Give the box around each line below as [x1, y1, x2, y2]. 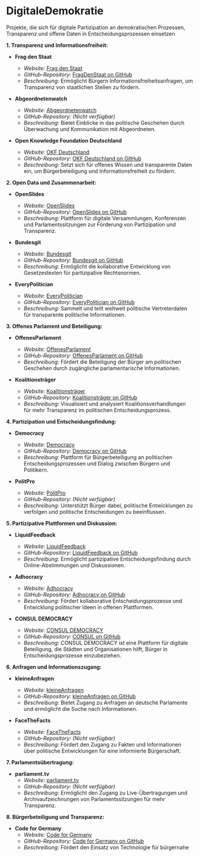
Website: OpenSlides [23, 202, 75, 209]
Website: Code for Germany [23, 831, 92, 838]
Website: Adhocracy [23, 584, 74, 592]
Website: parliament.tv [23, 776, 79, 783]
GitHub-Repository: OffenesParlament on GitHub [23, 352, 143, 359]
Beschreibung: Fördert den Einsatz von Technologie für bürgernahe [23, 843, 189, 850]
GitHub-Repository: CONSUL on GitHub [23, 633, 121, 640]
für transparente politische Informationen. [23, 311, 126, 318]
